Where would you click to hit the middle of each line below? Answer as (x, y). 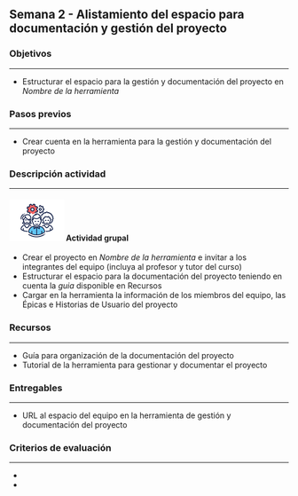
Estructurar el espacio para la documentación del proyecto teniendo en (152, 276)
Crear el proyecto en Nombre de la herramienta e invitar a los (134, 257)
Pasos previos (40, 114)
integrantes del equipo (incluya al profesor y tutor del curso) (132, 267)
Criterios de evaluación (61, 448)
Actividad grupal (98, 238)
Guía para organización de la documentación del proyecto (128, 355)
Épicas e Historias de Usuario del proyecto (100, 304)
